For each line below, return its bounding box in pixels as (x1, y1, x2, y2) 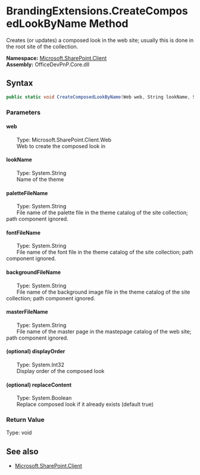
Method (89, 17, 129, 30)
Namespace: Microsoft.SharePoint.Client (6, 54, 107, 61)
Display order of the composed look (17, 367, 105, 374)
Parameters (6, 108, 40, 116)
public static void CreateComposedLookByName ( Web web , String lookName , (6, 94, 190, 100)
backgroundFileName (6, 269, 61, 276)
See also (6, 446, 39, 457)
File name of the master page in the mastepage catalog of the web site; (17, 328, 192, 335)
